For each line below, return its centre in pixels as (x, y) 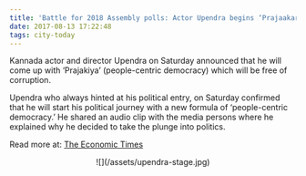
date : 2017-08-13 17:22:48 (61, 26)
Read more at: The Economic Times (76, 145)
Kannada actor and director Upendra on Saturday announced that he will (146, 61)
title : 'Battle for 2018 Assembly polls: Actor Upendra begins (132, 18)
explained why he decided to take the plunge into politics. (117, 127)
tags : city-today (42, 35)
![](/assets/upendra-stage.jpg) (153, 162)
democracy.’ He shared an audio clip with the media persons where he (142, 117)
